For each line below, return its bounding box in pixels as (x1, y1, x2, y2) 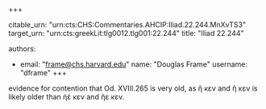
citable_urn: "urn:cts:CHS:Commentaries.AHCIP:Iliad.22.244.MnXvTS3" (8, 20, 247, 29)
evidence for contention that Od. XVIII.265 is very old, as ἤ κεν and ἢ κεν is (8, 83, 258, 93)
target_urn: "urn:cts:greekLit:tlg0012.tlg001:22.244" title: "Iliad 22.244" (8, 29, 244, 38)
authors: (8, 44, 36, 53)
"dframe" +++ (19, 68, 67, 77)
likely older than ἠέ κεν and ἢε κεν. (8, 92, 125, 101)
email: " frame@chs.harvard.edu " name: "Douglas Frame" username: (19, 59, 248, 69)
